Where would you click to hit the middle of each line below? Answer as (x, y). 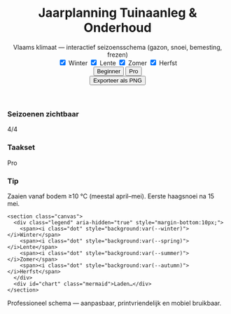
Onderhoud (118, 28)
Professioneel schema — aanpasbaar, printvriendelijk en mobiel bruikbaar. (114, 303)
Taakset (21, 147)
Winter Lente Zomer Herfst (123, 63)
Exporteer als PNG (118, 80)
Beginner (109, 71)
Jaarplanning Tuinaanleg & (118, 13)
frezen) (118, 55)
